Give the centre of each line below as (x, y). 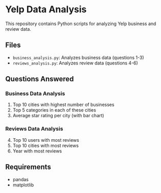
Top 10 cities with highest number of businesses (63, 105)
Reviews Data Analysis (34, 129)
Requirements (28, 167)
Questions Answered (40, 79)
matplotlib (23, 185)
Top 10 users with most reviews (46, 140)
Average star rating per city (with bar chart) (58, 116)
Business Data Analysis (35, 94)
